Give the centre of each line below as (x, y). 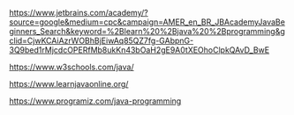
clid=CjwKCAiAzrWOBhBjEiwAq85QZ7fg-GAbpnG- (102, 40)
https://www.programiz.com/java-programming (95, 101)
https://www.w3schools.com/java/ (72, 67)
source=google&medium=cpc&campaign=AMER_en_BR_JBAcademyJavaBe (147, 22)
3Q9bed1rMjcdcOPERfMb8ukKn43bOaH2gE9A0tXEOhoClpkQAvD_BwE (139, 50)
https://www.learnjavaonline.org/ (69, 84)
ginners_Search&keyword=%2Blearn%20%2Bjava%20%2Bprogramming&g (147, 31)
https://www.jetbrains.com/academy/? (79, 13)
